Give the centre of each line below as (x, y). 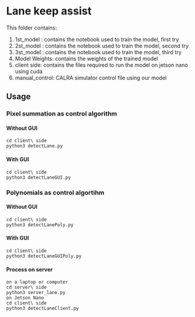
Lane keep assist (49, 11)
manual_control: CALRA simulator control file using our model (91, 78)
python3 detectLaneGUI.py (38, 177)
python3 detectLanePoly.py (40, 225)
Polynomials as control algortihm (55, 192)
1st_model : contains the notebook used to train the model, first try (97, 39)
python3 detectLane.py (34, 146)
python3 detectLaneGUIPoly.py (44, 256)
